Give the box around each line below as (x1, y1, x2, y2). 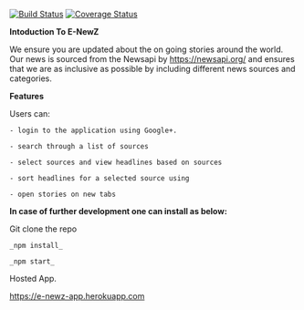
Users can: (9, 108, 50, 119)
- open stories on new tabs (9, 190, 117, 199)
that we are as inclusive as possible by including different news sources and (9, 64, 296, 74)
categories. (9, 73, 52, 84)
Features (9, 91, 44, 101)
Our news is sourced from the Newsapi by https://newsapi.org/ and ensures (9, 54, 295, 64)
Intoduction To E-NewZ (9, 26, 100, 36)
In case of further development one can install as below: (9, 206, 228, 216)
